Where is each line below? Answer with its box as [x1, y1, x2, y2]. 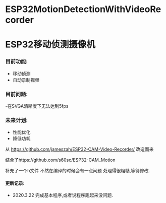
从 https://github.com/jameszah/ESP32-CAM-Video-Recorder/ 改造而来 [5, 146, 154, 152]
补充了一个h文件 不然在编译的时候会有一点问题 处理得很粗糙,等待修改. [5, 168, 150, 174]
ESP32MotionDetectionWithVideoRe [5, 4, 161, 15]
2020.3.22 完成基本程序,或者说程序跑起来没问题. [12, 192, 114, 198]
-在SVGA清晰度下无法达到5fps [5, 103, 69, 109]
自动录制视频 [12, 77, 39, 83]
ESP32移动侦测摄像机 [5, 39, 96, 50]
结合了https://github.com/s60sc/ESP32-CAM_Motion [5, 157, 116, 163]
